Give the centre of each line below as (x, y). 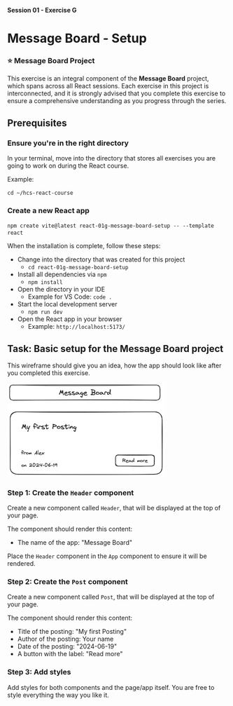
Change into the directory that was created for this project (101, 259)
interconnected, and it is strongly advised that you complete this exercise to (116, 93)
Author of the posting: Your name (65, 639)
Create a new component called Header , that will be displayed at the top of (114, 508)
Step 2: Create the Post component (68, 581)
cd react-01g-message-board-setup (78, 268)
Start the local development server (67, 304)
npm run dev (45, 312)
